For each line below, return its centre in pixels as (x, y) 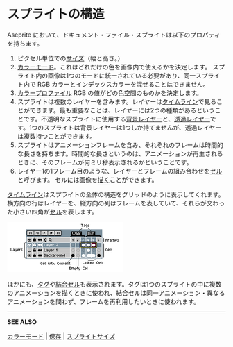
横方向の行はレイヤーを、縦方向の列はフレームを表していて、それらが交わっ (116, 203)
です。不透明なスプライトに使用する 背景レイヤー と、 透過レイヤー (116, 119)
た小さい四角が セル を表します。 (53, 212)
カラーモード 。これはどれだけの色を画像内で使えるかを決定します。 (114, 67)
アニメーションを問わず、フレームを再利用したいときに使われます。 (103, 301)
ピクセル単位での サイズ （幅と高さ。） (70, 58)
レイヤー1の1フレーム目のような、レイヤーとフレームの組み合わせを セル (120, 171)
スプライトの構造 (56, 14)
